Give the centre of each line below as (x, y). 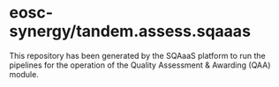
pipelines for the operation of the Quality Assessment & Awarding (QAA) (140, 65)
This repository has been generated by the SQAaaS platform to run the (138, 55)
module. (24, 74)
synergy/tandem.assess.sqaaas (130, 31)
